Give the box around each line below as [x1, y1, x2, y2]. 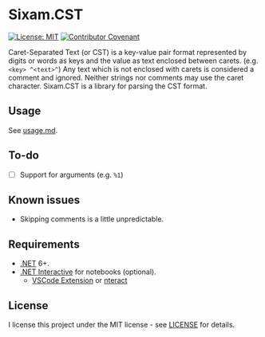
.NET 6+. [19, 259, 49, 268]
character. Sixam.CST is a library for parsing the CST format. [8, 81, 208, 91]
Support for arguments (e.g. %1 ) [19, 170, 124, 179]
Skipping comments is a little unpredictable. [19, 214, 164, 224]
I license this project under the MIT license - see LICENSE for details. [8, 320, 235, 330]
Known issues [8, 194, 81, 207]
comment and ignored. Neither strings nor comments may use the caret [8, 72, 244, 82]
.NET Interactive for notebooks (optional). [19, 267, 157, 276]
